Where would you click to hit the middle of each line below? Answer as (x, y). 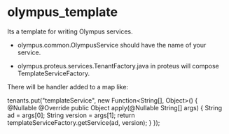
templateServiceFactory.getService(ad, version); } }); (84, 122)
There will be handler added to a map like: (68, 87)
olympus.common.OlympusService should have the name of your (112, 45)
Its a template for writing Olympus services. (70, 31)
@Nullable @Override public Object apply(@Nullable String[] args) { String (115, 107)
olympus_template (62, 12)
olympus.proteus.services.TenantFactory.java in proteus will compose (118, 66)
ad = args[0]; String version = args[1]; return (71, 115)
